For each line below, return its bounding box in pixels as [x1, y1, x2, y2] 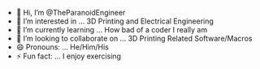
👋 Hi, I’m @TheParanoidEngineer [15, 8, 126, 17]
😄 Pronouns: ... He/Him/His [15, 42, 110, 52]
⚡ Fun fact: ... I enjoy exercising [15, 51, 122, 61]
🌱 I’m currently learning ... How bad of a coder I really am [15, 25, 208, 34]
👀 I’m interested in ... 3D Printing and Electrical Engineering [15, 16, 214, 26]
